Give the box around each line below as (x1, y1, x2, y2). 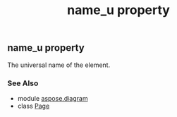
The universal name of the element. (7, 61, 111, 69)
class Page (17, 101, 50, 110)
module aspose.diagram (17, 94, 88, 102)
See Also (7, 78, 39, 88)
